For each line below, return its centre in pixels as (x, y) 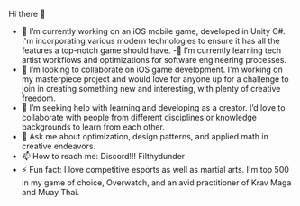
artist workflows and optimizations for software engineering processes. (154, 60)
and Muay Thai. (50, 192)
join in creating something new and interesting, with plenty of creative (151, 89)
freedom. (38, 98)
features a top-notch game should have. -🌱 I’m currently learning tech (151, 50)
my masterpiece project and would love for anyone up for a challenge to (155, 79)
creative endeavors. (59, 146)
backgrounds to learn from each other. (93, 127)
